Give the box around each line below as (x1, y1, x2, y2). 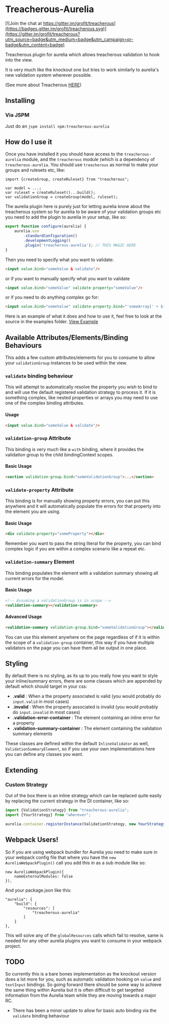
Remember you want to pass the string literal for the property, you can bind (5, 540, 161, 546)
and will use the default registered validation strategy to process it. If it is (5, 389, 156, 395)
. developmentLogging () (23, 238, 71, 243)
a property (12, 720, 35, 726)
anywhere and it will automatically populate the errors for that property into (5, 503, 161, 509)
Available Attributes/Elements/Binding (5, 333, 128, 342)
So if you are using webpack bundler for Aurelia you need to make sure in (5, 849, 157, 855)
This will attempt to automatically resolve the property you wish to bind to (5, 384, 157, 390)
